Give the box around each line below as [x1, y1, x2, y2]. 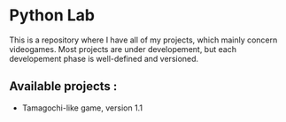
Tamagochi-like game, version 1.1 [21, 103, 143, 113]
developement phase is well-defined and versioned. [9, 53, 199, 64]
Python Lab [9, 5, 96, 26]
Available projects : [9, 79, 118, 94]
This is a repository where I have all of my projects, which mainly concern [9, 34, 278, 45]
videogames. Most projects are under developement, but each [9, 43, 237, 54]
